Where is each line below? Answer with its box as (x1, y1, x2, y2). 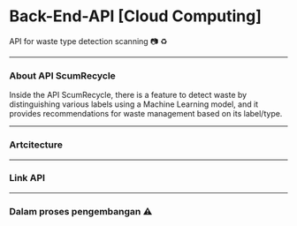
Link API (9, 172, 46, 185)
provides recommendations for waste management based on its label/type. (9, 109, 283, 119)
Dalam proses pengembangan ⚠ (9, 205, 153, 217)
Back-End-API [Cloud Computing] (9, 6, 263, 26)
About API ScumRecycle (9, 69, 117, 81)
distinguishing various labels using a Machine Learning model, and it (9, 99, 259, 109)
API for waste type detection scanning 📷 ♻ (9, 35, 168, 46)
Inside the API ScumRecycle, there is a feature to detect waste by (9, 90, 247, 101)
